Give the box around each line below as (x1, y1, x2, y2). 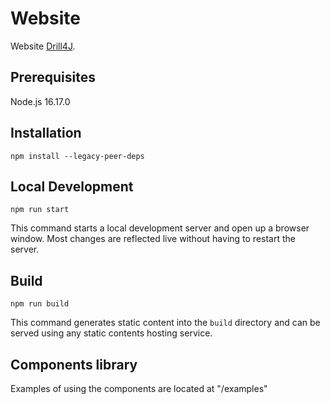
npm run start (10, 205, 70, 215)
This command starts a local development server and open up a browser (10, 222, 310, 234)
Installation (10, 125, 82, 142)
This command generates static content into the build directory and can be (10, 317, 321, 329)
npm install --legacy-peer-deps (10, 151, 145, 161)
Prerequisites (10, 69, 96, 86)
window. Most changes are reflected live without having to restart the (10, 233, 296, 245)
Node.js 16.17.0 (10, 95, 71, 107)
